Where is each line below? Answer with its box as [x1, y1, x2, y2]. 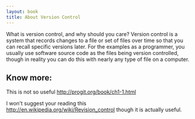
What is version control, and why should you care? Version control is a [6, 30, 178, 37]
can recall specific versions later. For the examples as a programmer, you [6, 43, 185, 50]
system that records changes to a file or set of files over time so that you [6, 37, 184, 44]
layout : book [6, 8, 39, 15]
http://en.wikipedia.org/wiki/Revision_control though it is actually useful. [6, 106, 182, 113]
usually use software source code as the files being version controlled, [6, 49, 179, 56]
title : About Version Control [6, 14, 81, 20]
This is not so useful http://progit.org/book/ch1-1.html [6, 88, 136, 95]
